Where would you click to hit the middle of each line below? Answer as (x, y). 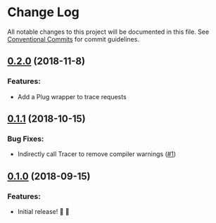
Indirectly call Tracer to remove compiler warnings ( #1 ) (97, 154)
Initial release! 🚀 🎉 (43, 211)
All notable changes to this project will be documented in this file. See (108, 32)
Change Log (43, 12)
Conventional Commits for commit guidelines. (73, 39)
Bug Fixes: (26, 139)
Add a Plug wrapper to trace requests (72, 96)
